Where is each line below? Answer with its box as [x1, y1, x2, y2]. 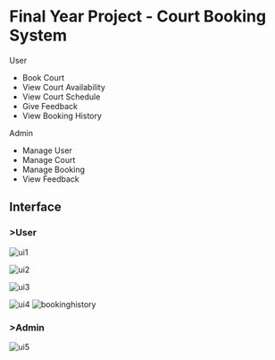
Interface [9, 200, 62, 215]
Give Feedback [21, 100, 79, 111]
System [9, 25, 68, 46]
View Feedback [21, 173, 80, 184]
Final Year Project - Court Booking [9, 6, 266, 27]
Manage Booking [21, 164, 86, 175]
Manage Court [21, 154, 76, 165]
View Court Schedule [21, 91, 101, 102]
